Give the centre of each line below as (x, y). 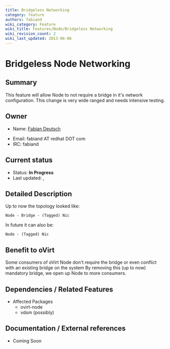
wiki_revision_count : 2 (31, 34)
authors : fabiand (24, 19)
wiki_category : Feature (31, 24)
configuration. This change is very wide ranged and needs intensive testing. (85, 100)
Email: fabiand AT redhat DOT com (49, 138)
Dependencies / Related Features (59, 289)
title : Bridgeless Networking (38, 10)
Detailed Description (39, 194)
